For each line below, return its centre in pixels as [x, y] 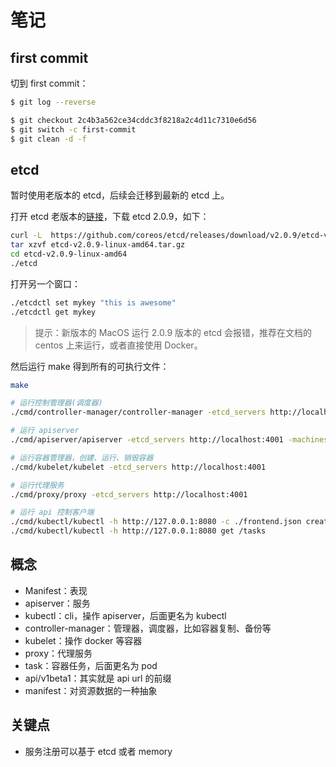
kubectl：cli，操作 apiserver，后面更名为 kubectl [125, 615]
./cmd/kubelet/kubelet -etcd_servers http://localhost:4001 [138, 467]
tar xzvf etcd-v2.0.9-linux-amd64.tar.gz [98, 245]
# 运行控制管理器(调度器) [56, 403]
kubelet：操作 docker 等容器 [83, 640]
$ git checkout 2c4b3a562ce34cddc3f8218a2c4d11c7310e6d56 [133, 120]
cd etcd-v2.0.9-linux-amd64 [69, 254]
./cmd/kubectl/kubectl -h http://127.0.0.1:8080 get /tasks [138, 531]
